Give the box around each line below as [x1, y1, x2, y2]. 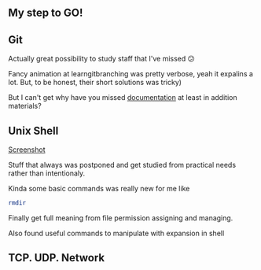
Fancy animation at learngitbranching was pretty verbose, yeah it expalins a [8, 69, 254, 79]
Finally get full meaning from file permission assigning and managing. [8, 213, 233, 223]
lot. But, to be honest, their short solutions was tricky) [8, 78, 182, 87]
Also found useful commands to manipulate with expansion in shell [8, 228, 225, 238]
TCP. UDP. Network [8, 251, 105, 264]
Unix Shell [8, 124, 59, 137]
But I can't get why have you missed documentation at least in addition [8, 93, 237, 102]
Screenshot [8, 145, 46, 154]
